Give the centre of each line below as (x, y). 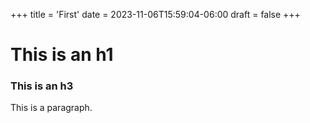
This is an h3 (42, 86)
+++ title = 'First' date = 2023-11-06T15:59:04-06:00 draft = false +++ (155, 14)
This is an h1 (62, 55)
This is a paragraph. (51, 108)
